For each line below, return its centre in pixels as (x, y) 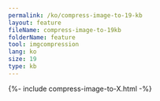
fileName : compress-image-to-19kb (65, 30)
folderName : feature (42, 37)
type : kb (22, 67)
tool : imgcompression (44, 45)
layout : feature (35, 23)
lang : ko (22, 52)
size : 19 (22, 60)
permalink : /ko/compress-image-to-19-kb (76, 15)
